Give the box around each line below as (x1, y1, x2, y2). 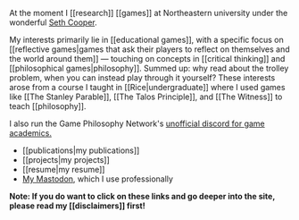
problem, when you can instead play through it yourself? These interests (9, 72, 276, 83)
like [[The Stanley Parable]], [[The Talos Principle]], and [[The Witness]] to (9, 91, 283, 102)
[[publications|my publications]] (21, 145, 140, 156)
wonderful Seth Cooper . (9, 17, 98, 28)
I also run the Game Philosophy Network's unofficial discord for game (9, 118, 265, 129)
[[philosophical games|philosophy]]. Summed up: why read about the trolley (9, 63, 289, 73)
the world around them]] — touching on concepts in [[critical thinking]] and (9, 54, 286, 63)
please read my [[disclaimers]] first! (9, 200, 145, 211)
